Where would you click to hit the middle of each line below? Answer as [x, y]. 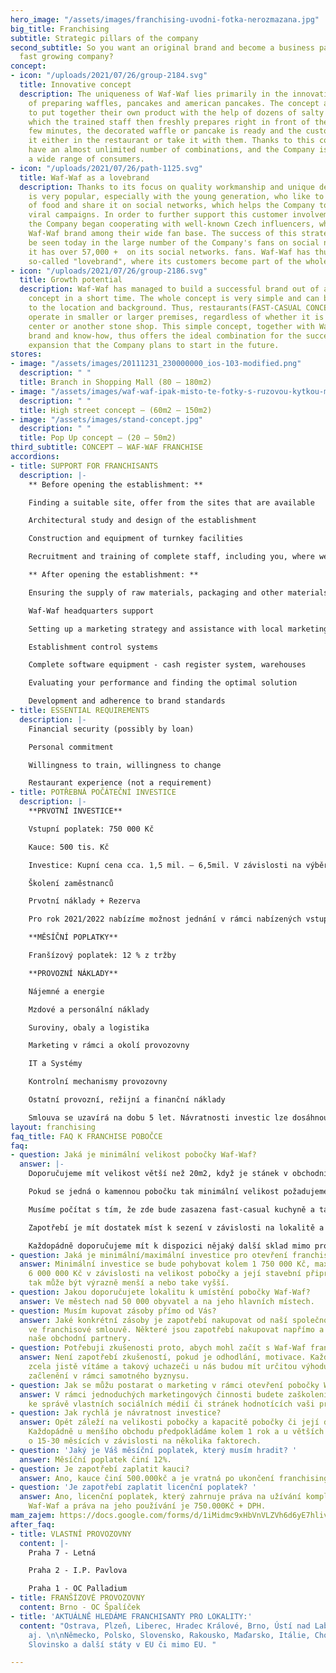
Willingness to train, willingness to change [125, 765]
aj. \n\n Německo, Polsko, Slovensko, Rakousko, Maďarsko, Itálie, [169, 1635]
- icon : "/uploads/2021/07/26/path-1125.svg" [106, 168]
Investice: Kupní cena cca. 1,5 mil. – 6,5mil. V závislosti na [165, 865]
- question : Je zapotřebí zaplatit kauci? [100, 1469]
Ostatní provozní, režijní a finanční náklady [127, 1100]
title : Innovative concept [75, 85]
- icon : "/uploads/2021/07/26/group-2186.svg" [109, 271]
